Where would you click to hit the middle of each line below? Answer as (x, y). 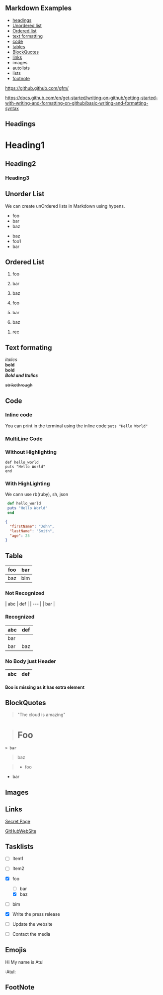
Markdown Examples (39, 8)
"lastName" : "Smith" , (32, 531)
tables (19, 46)
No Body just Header (31, 661)
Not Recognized (25, 593)
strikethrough (19, 385)
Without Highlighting (31, 452)
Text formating (29, 347)
